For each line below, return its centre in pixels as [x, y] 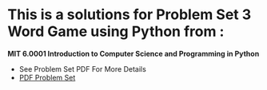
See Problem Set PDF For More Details [83, 68]
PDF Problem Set [47, 77]
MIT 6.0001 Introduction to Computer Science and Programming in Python [133, 53]
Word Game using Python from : [116, 31]
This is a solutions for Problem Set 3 [130, 15]
